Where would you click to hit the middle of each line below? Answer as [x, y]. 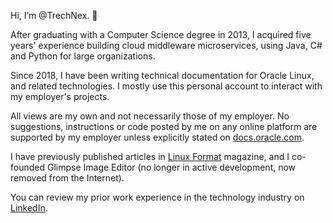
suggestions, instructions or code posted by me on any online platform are [164, 126]
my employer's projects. [60, 96]
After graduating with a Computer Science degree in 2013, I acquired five [161, 34]
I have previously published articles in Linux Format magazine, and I [150, 156]
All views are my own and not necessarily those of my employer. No [150, 116]
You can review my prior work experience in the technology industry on [157, 197]
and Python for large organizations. [83, 56]
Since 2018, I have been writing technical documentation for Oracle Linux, [162, 75]
